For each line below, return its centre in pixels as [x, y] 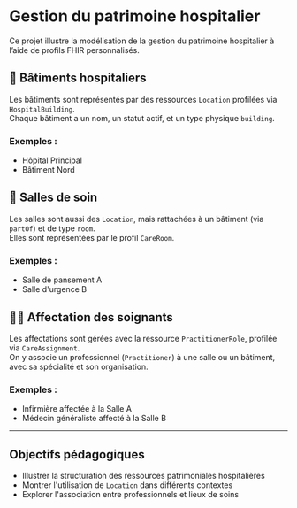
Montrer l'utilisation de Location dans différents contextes [127, 485]
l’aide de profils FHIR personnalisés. [74, 50]
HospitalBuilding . [42, 109]
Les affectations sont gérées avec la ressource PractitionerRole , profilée [143, 338]
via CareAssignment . [45, 348]
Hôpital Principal [52, 160]
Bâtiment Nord [48, 170]
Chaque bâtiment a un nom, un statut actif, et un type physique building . [142, 118]
